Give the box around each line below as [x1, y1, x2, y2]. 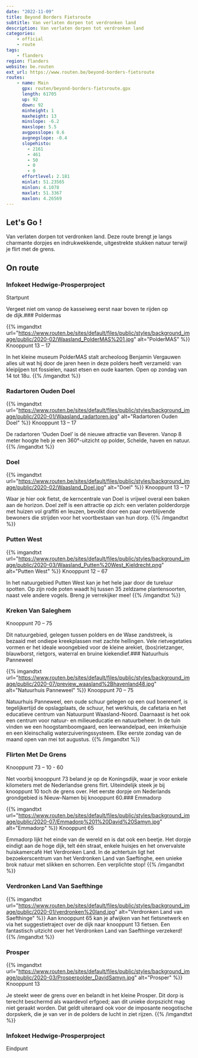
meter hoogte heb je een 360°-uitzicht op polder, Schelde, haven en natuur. [6, 437, 191, 444]
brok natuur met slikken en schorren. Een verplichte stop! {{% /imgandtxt [6, 861, 184, 868]
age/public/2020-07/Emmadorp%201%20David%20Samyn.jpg [6, 818, 160, 825]
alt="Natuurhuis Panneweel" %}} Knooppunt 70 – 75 [6, 687, 134, 694]
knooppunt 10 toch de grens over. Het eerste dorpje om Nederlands [6, 788, 171, 795]
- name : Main [17, 80, 49, 86]
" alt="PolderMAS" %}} [134, 335, 190, 343]
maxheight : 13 [21, 113, 57, 119]
